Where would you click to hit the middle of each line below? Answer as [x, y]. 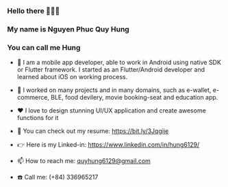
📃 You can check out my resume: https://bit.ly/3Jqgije [93, 131]
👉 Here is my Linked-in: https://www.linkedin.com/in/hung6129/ [108, 145]
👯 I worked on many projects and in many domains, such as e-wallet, [114, 90]
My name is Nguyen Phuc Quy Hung [68, 29]
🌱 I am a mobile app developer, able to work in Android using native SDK [119, 62]
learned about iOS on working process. [72, 77]
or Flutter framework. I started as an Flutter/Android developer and [111, 70]
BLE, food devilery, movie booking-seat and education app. [135, 98]
